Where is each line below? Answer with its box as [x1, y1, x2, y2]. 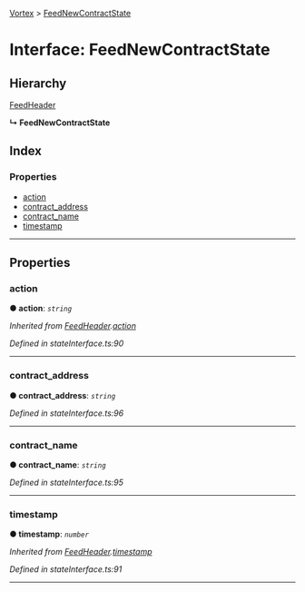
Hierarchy [9, 75, 67, 91]
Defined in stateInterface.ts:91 [9, 564, 123, 575]
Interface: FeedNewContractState [9, 40, 271, 60]
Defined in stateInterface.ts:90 [9, 338, 124, 349]
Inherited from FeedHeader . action [9, 321, 136, 331]
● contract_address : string [9, 390, 116, 400]
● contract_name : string [9, 459, 106, 470]
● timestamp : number [9, 528, 89, 539]
